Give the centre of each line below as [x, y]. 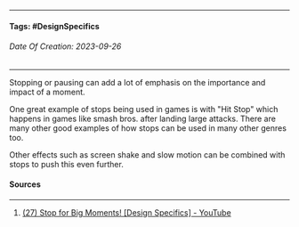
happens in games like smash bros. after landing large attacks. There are [142, 118]
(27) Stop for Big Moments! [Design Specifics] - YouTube [126, 213]
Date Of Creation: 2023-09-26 [65, 46]
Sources [25, 184]
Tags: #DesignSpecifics [54, 26]
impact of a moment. [48, 92]
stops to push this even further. [67, 164]
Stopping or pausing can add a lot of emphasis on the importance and [137, 82]
